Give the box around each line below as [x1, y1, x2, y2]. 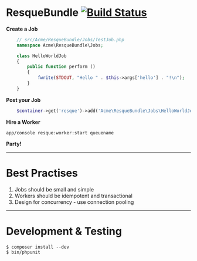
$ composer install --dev [6, 244, 69, 250]
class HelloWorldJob [16, 53, 67, 59]
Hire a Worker [6, 118, 40, 125]
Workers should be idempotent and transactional [14, 192, 133, 199]
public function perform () [27, 64, 96, 70]
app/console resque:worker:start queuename [6, 130, 114, 136]
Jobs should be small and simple [14, 186, 94, 193]
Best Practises [6, 166, 78, 180]
